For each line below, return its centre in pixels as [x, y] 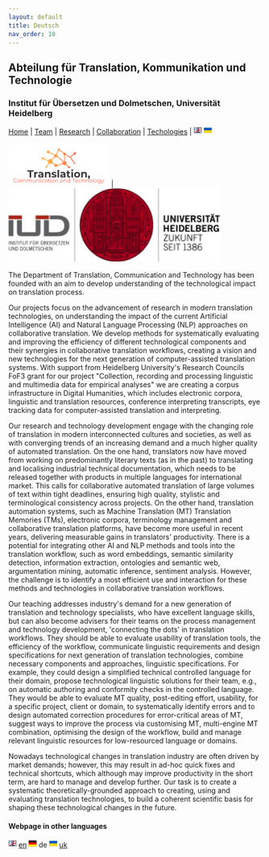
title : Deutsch [34, 25]
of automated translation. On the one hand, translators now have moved [128, 451]
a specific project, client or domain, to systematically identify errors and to [132, 707]
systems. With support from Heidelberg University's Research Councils [126, 368]
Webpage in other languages [58, 826]
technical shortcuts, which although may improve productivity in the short [131, 773]
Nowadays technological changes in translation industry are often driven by [134, 756]
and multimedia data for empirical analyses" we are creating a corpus [124, 385]
